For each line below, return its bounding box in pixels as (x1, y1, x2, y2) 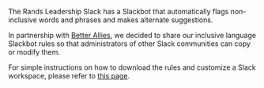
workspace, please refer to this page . (8, 71, 130, 80)
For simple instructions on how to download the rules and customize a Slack (8, 63, 257, 72)
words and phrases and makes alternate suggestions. (38, 15, 213, 25)
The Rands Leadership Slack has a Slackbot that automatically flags (8, 7, 229, 16)
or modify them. (8, 48, 61, 56)
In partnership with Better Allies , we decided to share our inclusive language (8, 31, 257, 40)
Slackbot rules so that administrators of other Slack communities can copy (8, 39, 251, 48)
